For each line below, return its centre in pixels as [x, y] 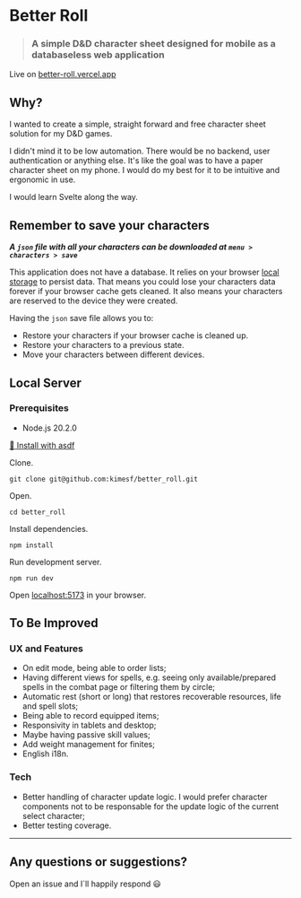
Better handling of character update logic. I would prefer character [145, 797]
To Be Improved [54, 623]
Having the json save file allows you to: [82, 318]
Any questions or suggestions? [99, 862]
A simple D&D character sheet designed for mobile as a [153, 44]
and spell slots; [50, 706]
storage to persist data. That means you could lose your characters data [142, 282]
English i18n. [45, 754]
